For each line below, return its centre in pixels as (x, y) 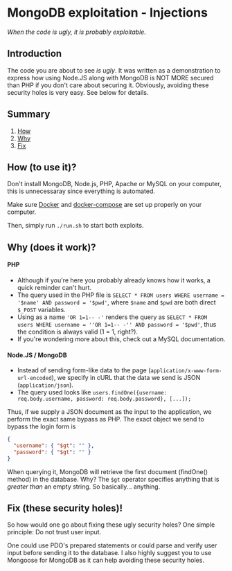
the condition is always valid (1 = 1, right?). (78, 332)
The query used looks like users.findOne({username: (92, 392)
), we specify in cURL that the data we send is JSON (126, 378)
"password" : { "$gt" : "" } (52, 452)
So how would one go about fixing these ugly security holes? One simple (111, 525)
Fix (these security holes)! (65, 508)
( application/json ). (45, 385)
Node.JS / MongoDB (37, 355)
